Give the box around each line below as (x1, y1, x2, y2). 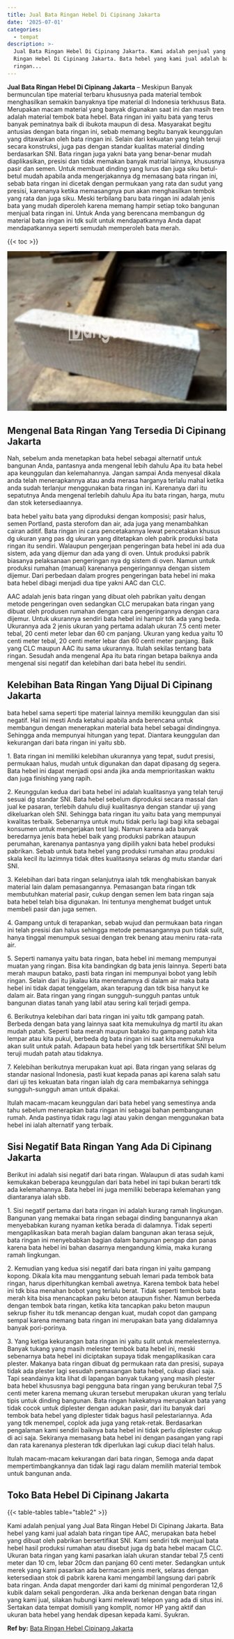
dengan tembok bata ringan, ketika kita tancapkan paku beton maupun (7, 1301, 210, 1310)
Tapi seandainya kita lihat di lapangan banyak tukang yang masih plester (7, 1374, 215, 1382)
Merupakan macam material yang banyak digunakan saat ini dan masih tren (7, 105, 224, 113)
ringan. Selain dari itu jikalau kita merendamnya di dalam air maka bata (7, 976, 210, 985)
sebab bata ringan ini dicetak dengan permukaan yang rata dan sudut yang (7, 179, 223, 188)
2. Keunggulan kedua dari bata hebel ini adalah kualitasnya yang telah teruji (7, 787, 224, 795)
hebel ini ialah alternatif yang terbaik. (7, 1121, 114, 1129)
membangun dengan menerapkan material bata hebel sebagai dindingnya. (7, 723, 221, 732)
